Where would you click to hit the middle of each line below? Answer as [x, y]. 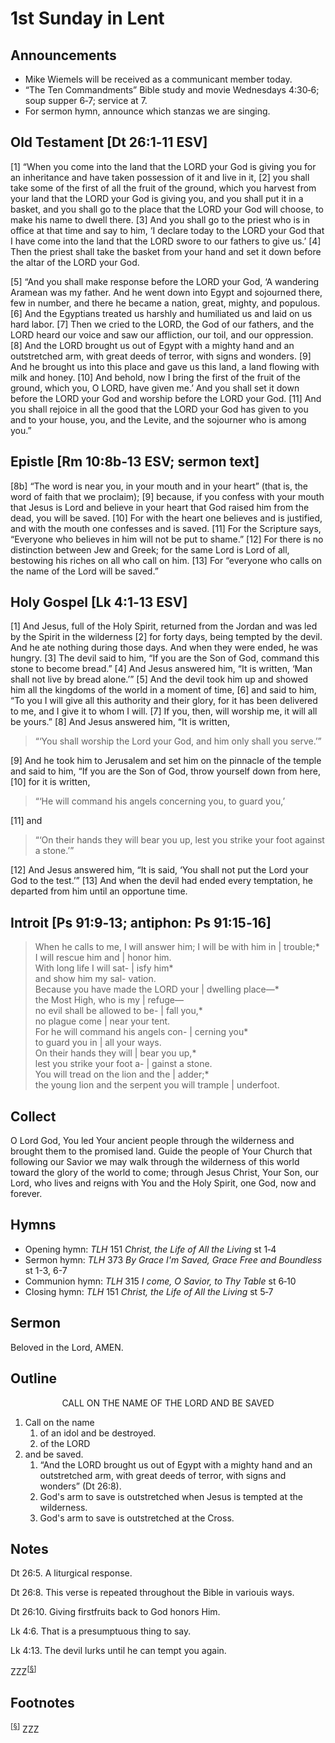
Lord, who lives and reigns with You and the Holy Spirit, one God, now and [163, 1183]
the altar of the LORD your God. [75, 262]
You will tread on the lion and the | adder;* [122, 1074]
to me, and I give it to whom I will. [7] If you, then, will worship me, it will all [164, 711]
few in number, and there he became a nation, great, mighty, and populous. [165, 303]
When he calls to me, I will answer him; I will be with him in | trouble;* [177, 947]
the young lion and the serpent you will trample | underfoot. [157, 1085]
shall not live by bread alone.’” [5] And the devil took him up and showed [159, 679]
